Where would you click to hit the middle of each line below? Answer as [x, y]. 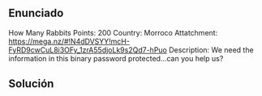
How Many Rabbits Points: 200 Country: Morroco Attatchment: [113, 32]
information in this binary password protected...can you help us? [116, 58]
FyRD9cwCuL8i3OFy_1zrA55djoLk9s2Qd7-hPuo [88, 50]
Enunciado [36, 13]
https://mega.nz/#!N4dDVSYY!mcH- [69, 41]
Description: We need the [211, 50]
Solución [31, 84]
